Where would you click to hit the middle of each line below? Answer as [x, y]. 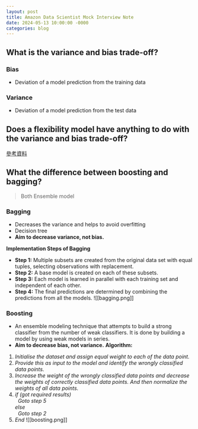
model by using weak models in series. [62, 339]
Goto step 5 [32, 401]
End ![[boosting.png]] [41, 420]
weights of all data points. [47, 388]
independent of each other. [48, 285]
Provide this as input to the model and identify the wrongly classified [99, 363]
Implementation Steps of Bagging [48, 249]
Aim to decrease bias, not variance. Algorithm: [74, 345]
